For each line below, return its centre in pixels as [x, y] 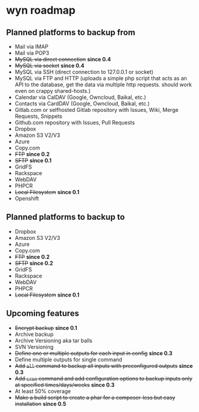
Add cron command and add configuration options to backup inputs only [104, 378]
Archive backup [34, 334]
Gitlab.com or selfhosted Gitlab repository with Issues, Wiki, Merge [97, 110]
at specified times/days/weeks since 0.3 [64, 385]
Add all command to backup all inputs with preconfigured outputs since [104, 366]
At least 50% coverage [43, 391]
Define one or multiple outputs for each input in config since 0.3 [94, 353]
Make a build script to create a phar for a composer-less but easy [95, 397]
